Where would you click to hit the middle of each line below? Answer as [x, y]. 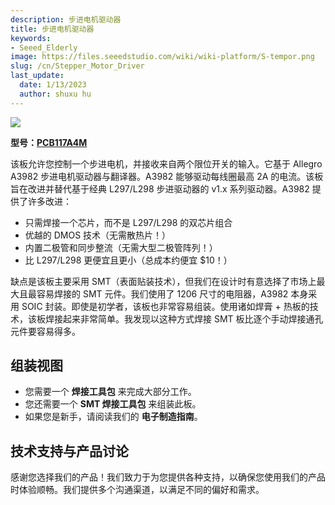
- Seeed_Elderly [44, 47]
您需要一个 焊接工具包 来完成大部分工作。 [110, 392]
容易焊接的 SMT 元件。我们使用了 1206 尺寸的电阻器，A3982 [162, 293]
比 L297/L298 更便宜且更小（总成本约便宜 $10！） [128, 260]
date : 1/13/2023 [53, 85]
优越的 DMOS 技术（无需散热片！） [98, 235]
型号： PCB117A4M [49, 142]
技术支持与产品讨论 [69, 451]
